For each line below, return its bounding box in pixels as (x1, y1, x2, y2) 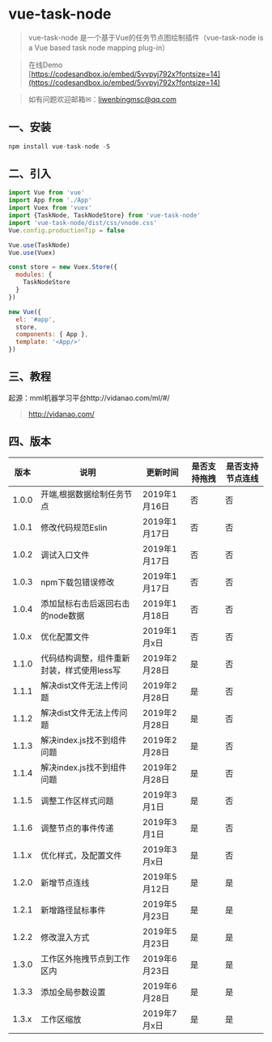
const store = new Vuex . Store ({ (8, 263, 117, 271)
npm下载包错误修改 (40, 576, 115, 588)
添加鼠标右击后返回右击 (40, 598, 130, 609)
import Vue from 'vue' (8, 189, 85, 197)
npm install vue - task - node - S (8, 142, 111, 151)
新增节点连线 (40, 877, 90, 888)
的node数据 (40, 610, 85, 621)
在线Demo (28, 60, 63, 70)
